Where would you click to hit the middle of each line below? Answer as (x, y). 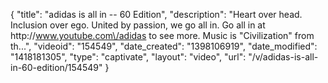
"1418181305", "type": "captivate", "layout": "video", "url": (128, 57)
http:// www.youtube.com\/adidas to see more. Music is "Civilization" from (162, 35)
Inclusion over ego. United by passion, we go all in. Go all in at (138, 25)
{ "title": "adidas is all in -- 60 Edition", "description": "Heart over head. (156, 14)
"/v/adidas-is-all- (283, 57)
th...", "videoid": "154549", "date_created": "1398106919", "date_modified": (164, 46)
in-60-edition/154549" (56, 67)
